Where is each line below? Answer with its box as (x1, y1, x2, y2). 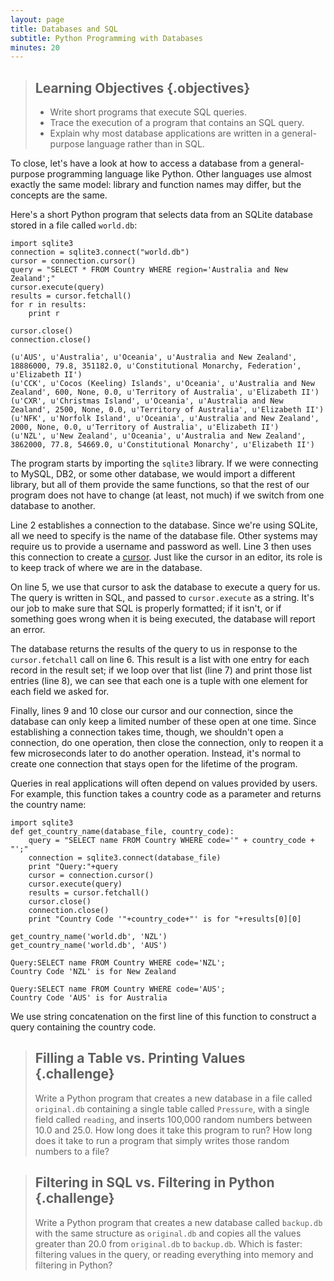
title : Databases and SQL (10, 24, 118, 34)
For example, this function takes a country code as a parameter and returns (10, 788, 322, 800)
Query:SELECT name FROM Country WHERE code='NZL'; (10, 958, 226, 968)
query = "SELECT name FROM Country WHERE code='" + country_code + (28, 836, 315, 846)
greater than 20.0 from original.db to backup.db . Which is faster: (34, 1237, 303, 1250)
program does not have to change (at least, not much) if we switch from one (10, 489, 325, 501)
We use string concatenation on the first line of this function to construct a (10, 1011, 317, 1023)
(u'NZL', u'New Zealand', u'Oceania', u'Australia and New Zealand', (10, 431, 307, 441)
